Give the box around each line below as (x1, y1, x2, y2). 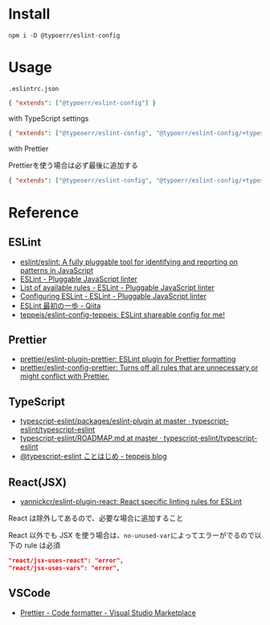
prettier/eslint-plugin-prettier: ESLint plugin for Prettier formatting (19, 354, 236, 364)
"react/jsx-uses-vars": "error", (8, 564, 121, 572)
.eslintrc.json (8, 85, 59, 93)
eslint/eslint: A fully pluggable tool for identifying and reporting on (19, 257, 239, 267)
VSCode (8, 586, 51, 600)
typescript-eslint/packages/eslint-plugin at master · (19, 416, 190, 426)
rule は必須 (23, 540, 60, 550)
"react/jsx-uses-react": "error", (8, 557, 125, 565)
